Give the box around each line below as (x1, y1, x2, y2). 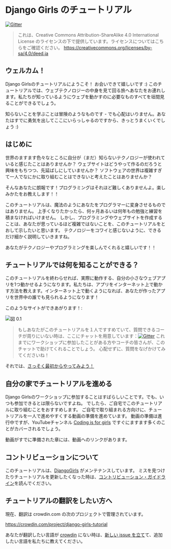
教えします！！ (27, 191, 59, 197)
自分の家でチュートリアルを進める (5, 379, 112, 388)
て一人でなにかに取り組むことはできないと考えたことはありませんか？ (5, 173, 153, 179)
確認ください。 (31, 44, 63, 50)
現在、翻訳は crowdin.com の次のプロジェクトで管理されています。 (5, 511, 146, 517)
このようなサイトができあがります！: (5, 305, 83, 311)
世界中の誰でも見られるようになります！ (14, 294, 99, 300)
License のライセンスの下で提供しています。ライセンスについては (17, 38, 155, 44)
